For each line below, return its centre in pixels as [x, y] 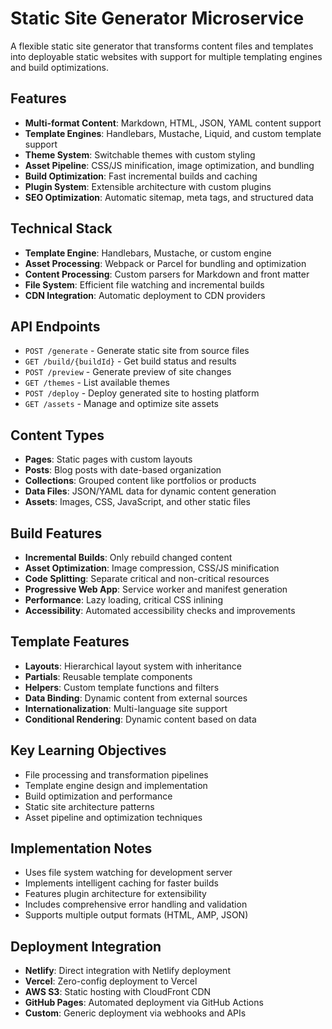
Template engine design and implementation [116, 785]
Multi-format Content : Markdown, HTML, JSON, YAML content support [173, 123]
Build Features [56, 533]
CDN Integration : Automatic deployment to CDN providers [145, 295]
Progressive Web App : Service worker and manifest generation [156, 589]
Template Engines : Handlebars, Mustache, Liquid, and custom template [173, 133]
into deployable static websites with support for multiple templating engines [166, 56]
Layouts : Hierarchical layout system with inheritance [133, 666]
